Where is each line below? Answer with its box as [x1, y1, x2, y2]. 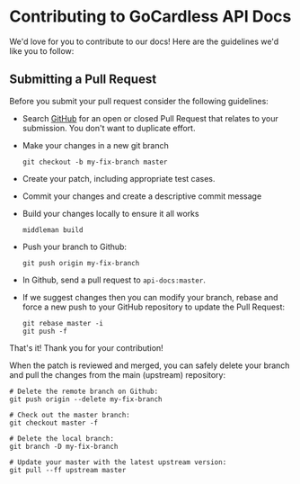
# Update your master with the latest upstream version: [9, 457, 227, 467]
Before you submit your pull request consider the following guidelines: [9, 95, 269, 106]
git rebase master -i [22, 318, 103, 327]
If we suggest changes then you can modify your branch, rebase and [22, 291, 278, 302]
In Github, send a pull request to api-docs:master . [22, 274, 207, 285]
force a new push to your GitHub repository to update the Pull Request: [22, 301, 286, 312]
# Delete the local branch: [9, 434, 115, 443]
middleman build [22, 225, 84, 235]
